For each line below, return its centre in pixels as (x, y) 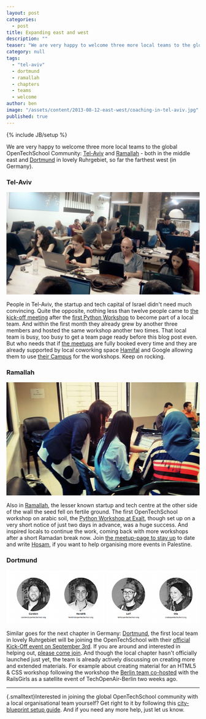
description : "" (27, 39)
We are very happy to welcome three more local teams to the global (92, 147)
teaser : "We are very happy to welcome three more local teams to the (98, 45)
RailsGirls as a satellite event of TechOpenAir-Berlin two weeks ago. (92, 679)
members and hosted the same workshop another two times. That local (97, 331)
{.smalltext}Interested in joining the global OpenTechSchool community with (102, 697)
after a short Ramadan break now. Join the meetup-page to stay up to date (101, 538)
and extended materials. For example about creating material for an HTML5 (101, 666)
